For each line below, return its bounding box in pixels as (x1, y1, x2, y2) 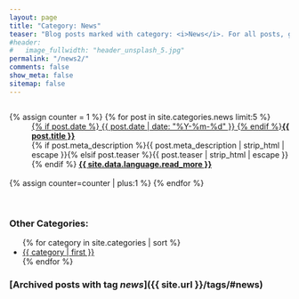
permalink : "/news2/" (9, 54, 90, 63)
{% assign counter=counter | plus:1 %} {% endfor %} (9, 177, 205, 188)
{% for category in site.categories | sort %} (21, 237, 181, 247)
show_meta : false (9, 71, 74, 80)
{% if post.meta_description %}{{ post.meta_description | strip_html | (31, 140, 285, 150)
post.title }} (31, 130, 76, 141)
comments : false (9, 63, 69, 72)
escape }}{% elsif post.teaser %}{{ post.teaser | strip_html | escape (31, 149, 280, 160)
